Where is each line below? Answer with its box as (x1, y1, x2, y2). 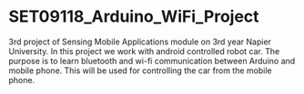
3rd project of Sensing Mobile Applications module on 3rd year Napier (8, 36, 272, 47)
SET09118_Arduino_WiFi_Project (8, 6, 260, 27)
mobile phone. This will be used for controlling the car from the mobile (8, 65, 272, 76)
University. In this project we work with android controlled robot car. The (8, 45, 280, 56)
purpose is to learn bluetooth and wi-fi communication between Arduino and (8, 55, 296, 66)
